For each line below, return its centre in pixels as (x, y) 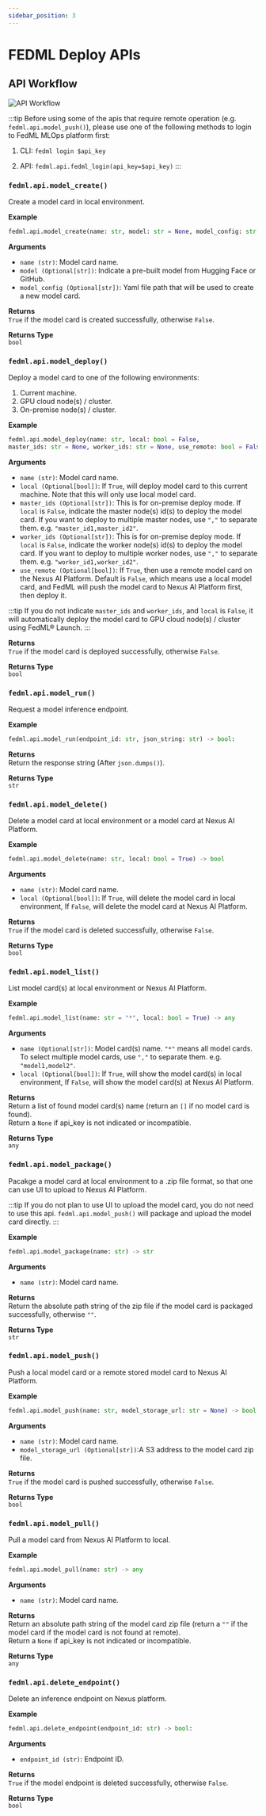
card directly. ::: (34, 1222)
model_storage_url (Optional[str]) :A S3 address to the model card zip (137, 1449)
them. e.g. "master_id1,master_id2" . (79, 528)
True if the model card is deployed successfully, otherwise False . (114, 651)
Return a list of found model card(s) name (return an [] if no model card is (129, 1106)
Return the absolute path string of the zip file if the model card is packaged (131, 1306)
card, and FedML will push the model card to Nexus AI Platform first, (131, 586)
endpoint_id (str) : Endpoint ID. (72, 1759)
